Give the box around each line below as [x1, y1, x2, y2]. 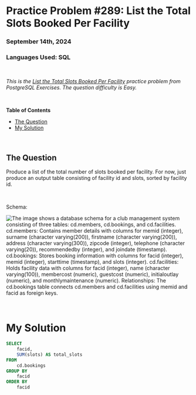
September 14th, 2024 [6, 38, 72, 46]
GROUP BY [6, 368, 28, 374]
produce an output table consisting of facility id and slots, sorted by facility [6, 175, 187, 182]
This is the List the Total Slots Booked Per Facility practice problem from [6, 78, 181, 85]
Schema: [6, 203, 28, 210]
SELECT [6, 341, 22, 347]
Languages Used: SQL [6, 53, 71, 62]
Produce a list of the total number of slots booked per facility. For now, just [6, 168, 187, 175]
